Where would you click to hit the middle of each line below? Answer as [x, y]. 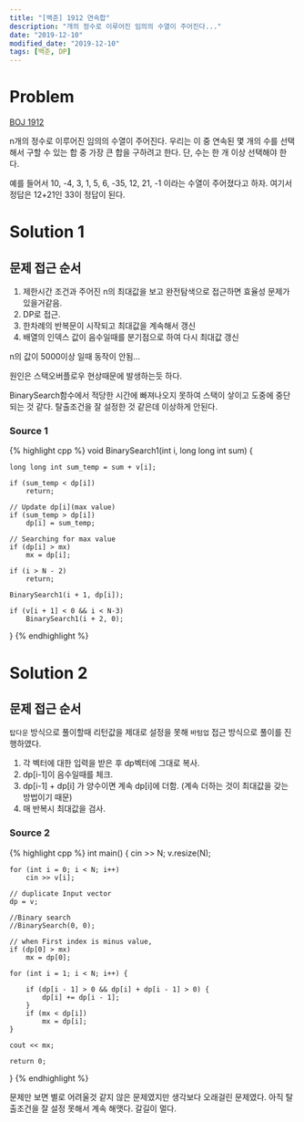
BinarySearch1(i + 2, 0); [75, 619]
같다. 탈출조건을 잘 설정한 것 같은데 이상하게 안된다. [127, 407]
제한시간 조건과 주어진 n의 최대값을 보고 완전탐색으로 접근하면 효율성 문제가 [156, 292]
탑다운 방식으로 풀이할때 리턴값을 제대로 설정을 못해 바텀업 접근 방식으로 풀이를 [146, 732]
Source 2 [30, 833]
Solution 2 [49, 673]
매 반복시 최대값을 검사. [64, 809]
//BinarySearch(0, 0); [52, 925]
